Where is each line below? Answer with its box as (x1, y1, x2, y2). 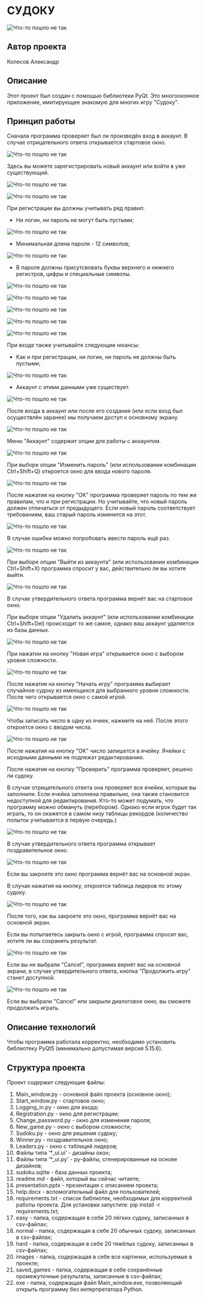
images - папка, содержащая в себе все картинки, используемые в (15, 1253, 193, 1260)
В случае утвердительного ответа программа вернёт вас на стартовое (7, 595, 193, 603)
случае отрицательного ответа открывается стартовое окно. (7, 139, 167, 146)
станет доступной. (7, 974, 56, 981)
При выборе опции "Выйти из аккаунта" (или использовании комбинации (7, 558, 199, 566)
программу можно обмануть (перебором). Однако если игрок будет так (7, 803, 197, 811)
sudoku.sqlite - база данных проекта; (15, 1169, 112, 1175)
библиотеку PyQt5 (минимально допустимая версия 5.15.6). (7, 1044, 163, 1052)
